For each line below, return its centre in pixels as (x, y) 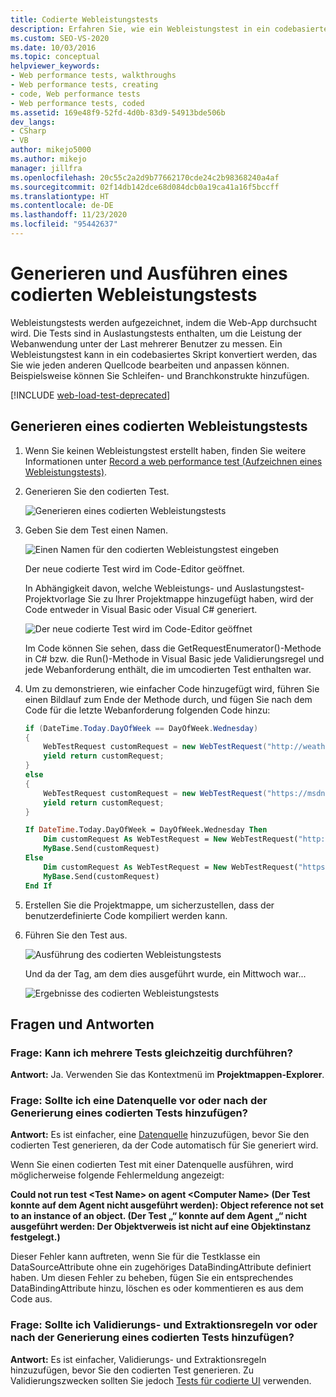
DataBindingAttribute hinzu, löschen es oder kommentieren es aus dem (157, 1288)
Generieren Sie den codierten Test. (97, 491)
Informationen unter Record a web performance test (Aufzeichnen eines (173, 461)
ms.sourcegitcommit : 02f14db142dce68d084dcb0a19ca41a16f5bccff (145, 187)
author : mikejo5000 (51, 150)
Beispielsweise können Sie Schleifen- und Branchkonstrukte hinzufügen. (160, 375)
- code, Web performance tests (75, 94)
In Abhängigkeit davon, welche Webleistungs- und (128, 588)
